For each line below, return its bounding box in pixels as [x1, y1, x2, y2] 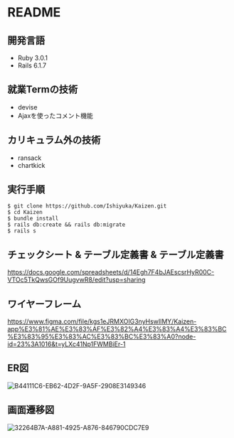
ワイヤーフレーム [7, 298, 82, 310]
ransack [17, 154, 42, 162]
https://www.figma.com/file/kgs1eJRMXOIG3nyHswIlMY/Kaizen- [7, 317, 197, 326]
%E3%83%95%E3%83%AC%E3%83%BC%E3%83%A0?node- [7, 332, 196, 341]
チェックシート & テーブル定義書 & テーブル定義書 [7, 248, 224, 260]
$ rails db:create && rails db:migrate [7, 221, 126, 228]
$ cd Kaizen [7, 209, 43, 216]
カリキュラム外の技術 [7, 134, 101, 146]
